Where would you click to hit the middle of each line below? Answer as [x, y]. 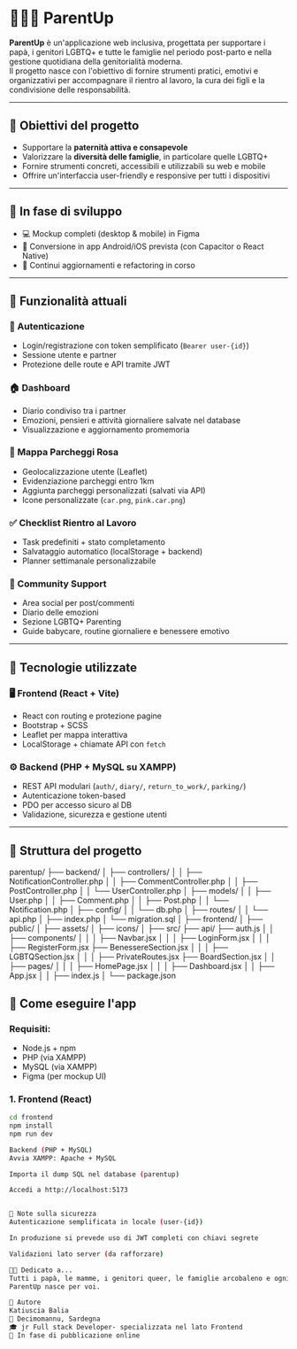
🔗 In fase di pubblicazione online [75, 1335]
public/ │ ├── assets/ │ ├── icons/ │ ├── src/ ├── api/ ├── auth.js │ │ [142, 928]
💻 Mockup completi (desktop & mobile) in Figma [111, 233]
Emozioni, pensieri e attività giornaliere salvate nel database [131, 420]
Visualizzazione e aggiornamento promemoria [106, 430]
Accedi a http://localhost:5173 [69, 1190]
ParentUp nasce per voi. [55, 1287]
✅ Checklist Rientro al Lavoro [73, 523]
